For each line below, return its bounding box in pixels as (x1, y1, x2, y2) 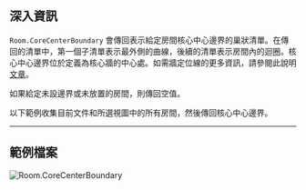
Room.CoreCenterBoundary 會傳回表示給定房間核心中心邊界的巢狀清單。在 (9, 35, 281, 45)
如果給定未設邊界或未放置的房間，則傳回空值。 (9, 87, 185, 98)
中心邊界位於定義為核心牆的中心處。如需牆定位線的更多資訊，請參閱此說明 (16, 57, 297, 68)
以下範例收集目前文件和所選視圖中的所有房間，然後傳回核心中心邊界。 (9, 107, 273, 118)
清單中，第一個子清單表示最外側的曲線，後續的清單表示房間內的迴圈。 (25, 45, 289, 56)
